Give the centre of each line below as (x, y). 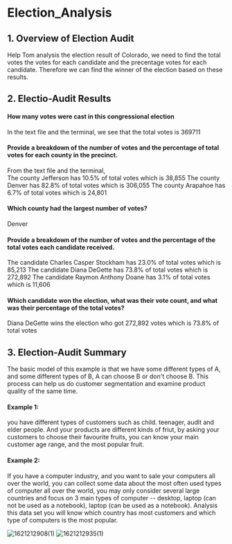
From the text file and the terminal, (56, 170)
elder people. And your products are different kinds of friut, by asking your (114, 430)
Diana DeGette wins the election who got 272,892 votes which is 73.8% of (113, 323)
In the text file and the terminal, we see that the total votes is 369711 (104, 132)
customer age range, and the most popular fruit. (75, 444)
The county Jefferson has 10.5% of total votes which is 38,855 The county (114, 177)
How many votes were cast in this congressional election (91, 116)
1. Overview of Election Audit (71, 38)
